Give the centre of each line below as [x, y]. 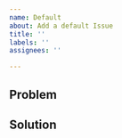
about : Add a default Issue [61, 26]
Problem [33, 94]
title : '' [28, 34]
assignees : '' [36, 51]
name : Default [36, 17]
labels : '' [29, 42]
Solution [33, 124]
